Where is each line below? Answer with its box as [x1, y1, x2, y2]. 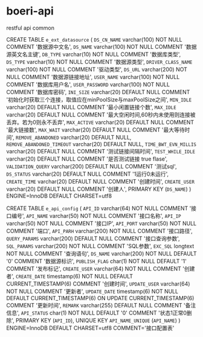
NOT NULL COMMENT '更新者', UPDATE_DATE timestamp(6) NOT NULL [6, 287, 179, 295]
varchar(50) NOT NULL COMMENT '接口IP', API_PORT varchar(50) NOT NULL [6, 219, 197, 227]
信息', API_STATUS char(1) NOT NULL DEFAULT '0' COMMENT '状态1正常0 [6, 309, 187, 316]
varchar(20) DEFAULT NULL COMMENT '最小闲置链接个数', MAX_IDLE [6, 103, 176, 111]
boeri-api [6, 4, 54, 18]
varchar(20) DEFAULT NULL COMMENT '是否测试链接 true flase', [6, 155, 168, 162]
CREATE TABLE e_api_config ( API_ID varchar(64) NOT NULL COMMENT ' [6, 204, 192, 212]
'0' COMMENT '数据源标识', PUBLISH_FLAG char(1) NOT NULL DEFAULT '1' [6, 257, 187, 265]
